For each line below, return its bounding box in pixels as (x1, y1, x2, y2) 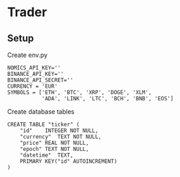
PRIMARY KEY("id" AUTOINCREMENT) (20, 158, 118, 165)
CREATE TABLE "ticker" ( (7, 121, 80, 128)
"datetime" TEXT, (20, 152, 74, 159)
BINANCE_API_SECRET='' (7, 77, 74, 84)
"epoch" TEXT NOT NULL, (20, 145, 90, 152)
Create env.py (7, 51, 48, 59)
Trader (7, 4, 48, 20)
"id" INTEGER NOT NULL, (20, 127, 99, 134)
